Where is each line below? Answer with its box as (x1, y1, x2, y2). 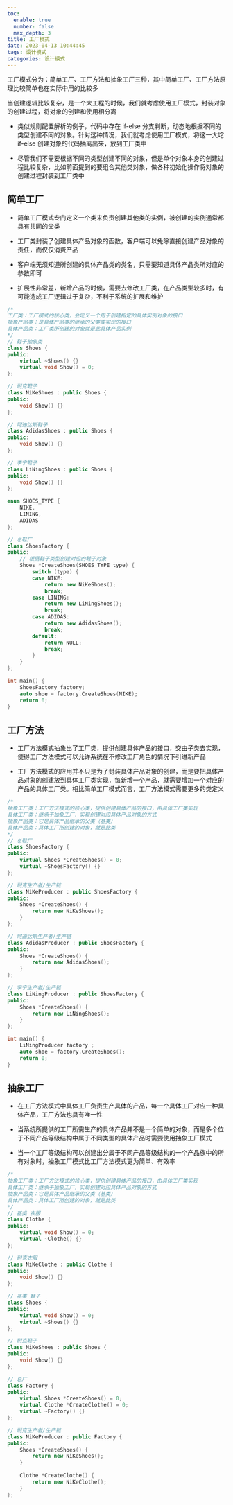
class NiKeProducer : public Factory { (7, 1433, 123, 1441)
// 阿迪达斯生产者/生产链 (7, 933, 71, 940)
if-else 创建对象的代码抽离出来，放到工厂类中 (17, 139, 147, 148)
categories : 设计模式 (7, 55, 66, 62)
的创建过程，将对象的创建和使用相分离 (7, 107, 116, 115)
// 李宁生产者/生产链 (7, 984, 61, 991)
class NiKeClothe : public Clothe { (7, 1261, 113, 1268)
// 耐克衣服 (7, 1254, 38, 1262)
